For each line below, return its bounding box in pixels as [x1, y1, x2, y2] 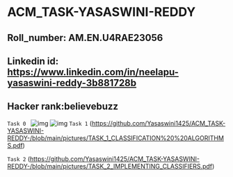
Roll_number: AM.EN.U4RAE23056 [7, 32, 163, 44]
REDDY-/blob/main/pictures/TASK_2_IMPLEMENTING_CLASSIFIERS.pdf [7, 162, 213, 170]
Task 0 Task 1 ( [7, 119, 93, 127]
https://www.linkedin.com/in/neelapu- [7, 66, 179, 78]
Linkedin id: [7, 55, 59, 67]
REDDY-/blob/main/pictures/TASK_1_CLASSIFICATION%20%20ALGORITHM [7, 133, 225, 142]
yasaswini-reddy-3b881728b [7, 77, 137, 89]
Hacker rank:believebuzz [7, 101, 119, 112]
